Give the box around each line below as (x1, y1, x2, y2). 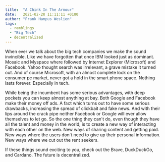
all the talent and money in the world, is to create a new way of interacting (5, 121, 156, 127)
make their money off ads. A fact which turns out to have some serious (5, 100, 150, 106)
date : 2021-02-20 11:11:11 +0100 (5, 12, 79, 17)
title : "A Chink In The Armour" (5, 7, 74, 12)
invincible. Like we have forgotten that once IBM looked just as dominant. (5, 54, 155, 59)
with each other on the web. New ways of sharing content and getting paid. (5, 126, 160, 132)
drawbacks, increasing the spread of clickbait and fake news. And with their (5, 105, 160, 111)
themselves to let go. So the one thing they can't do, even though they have (5, 116, 160, 122)
